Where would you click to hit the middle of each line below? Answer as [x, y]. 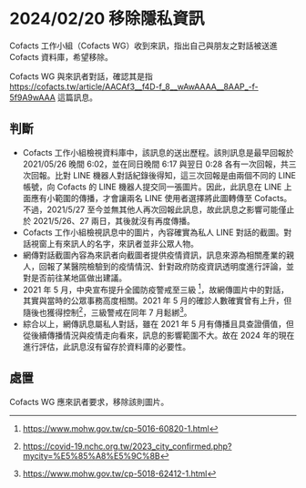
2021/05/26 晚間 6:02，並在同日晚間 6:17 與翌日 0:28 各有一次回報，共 [155, 164]
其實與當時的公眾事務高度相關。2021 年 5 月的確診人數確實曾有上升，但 [157, 300]
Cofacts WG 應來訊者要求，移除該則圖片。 [89, 402]
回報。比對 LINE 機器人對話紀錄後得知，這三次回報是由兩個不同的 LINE [163, 175]
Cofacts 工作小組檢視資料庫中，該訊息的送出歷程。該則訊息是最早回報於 [158, 152]
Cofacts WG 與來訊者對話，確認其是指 [81, 76]
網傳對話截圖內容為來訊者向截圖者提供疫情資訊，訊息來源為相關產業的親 [158, 255]
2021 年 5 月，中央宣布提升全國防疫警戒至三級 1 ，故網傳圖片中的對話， [156, 289]
